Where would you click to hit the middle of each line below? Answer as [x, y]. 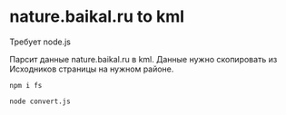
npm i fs [26, 85]
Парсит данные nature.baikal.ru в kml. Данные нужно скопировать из [143, 59]
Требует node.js [40, 42]
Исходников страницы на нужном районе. [92, 69]
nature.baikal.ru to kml [97, 17]
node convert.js [40, 101]
